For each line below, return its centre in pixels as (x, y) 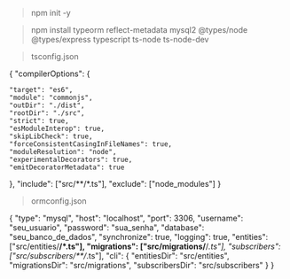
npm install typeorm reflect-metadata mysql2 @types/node (139, 30)
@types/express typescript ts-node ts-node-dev (120, 39)
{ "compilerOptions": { (50, 74)
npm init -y (51, 13)
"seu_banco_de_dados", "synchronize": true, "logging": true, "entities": (139, 237)
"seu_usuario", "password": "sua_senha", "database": (107, 228)
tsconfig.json (55, 56)
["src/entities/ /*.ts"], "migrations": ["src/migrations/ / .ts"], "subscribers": (145, 246)
